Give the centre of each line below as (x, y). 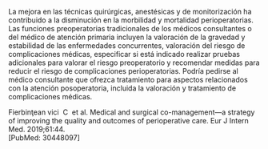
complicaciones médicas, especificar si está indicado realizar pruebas (124, 54)
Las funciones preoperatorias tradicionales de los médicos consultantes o (130, 28)
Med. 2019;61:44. (37, 129)
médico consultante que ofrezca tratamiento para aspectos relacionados (128, 80)
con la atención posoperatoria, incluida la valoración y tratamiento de (122, 88)
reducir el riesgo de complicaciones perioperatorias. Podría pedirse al (123, 71)
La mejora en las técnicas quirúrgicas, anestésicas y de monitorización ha (130, 12)
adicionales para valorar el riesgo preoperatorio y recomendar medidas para (134, 62)
